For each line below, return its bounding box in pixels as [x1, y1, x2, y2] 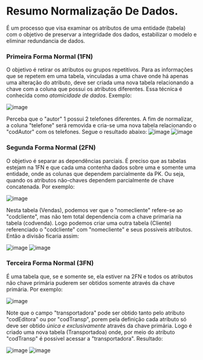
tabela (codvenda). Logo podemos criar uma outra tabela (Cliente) [6, 219, 171, 227]
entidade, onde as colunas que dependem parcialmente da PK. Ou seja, [6, 170, 185, 177]
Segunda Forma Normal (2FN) [6, 144, 96, 152]
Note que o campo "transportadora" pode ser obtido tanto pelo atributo [6, 309, 185, 316]
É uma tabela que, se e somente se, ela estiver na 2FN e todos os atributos [6, 273, 193, 280]
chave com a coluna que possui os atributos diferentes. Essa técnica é [6, 85, 183, 93]
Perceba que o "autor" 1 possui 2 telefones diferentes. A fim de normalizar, [6, 115, 193, 122]
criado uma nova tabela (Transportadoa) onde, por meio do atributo [6, 328, 175, 336]
